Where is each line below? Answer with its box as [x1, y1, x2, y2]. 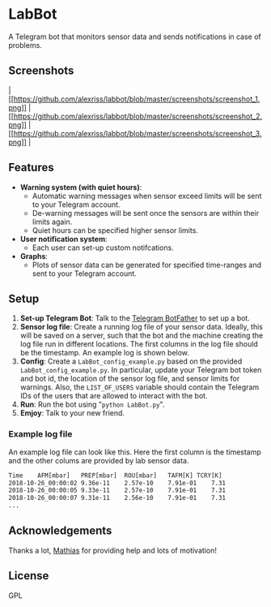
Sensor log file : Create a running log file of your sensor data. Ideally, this [19, 322, 263, 332]
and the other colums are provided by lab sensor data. [8, 455, 189, 465]
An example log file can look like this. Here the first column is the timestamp [8, 447, 261, 457]
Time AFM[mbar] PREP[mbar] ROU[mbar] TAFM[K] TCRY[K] [8, 471, 222, 480]
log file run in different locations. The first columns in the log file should [19, 339, 259, 349]
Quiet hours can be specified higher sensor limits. [32, 225, 198, 235]
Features [8, 161, 54, 174]
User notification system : [19, 234, 108, 243]
